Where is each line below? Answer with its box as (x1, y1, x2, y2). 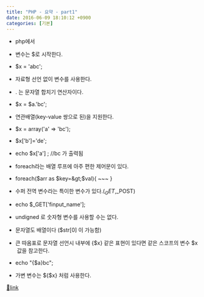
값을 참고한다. (16, 247, 50, 254)
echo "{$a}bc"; (15, 259, 54, 267)
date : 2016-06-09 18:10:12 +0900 (6, 15, 91, 21)
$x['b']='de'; (15, 137, 47, 145)
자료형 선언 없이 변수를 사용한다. (15, 76, 92, 83)
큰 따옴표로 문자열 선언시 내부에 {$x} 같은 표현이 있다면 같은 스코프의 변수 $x (15, 239, 198, 247)
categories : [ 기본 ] (6, 20, 54, 26)
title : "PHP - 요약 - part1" (6, 9, 78, 15)
